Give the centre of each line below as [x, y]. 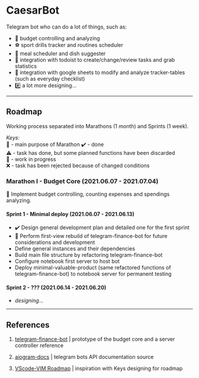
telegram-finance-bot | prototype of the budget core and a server [95, 339]
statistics [26, 66]
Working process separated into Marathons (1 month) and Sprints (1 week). [97, 126]
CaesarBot [33, 10]
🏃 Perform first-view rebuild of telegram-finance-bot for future [91, 236]
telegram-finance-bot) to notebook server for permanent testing [93, 274]
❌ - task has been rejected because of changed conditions [78, 165]
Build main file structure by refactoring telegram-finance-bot [89, 255]
